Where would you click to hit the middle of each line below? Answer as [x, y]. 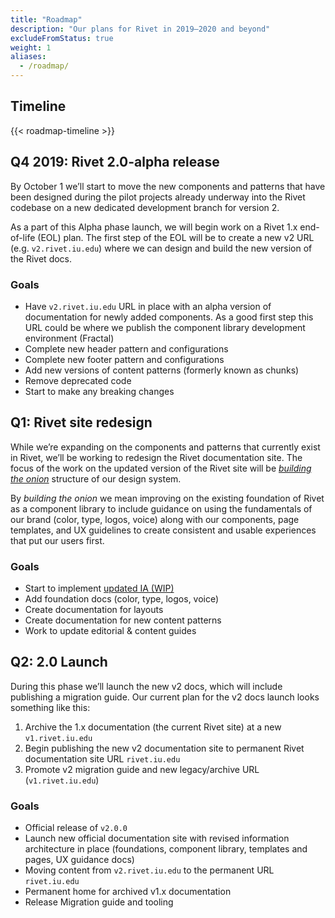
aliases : [28, 57]
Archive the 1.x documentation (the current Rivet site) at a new [153, 727]
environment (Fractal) [69, 338]
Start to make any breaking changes [99, 391]
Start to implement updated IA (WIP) [99, 588]
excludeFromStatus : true [62, 38]
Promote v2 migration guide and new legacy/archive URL [142, 769]
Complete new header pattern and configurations [126, 348]
